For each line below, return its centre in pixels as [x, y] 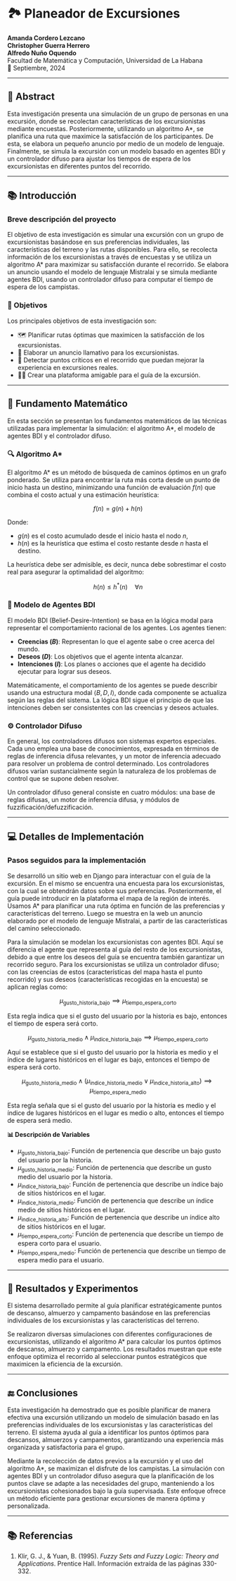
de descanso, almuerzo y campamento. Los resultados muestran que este [115, 1349]
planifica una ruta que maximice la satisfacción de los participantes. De [111, 136]
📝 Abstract [31, 97]
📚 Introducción [42, 196]
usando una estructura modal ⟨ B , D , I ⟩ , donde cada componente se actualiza [117, 692]
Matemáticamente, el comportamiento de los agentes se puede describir [112, 685]
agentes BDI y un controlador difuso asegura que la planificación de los [111, 1476]
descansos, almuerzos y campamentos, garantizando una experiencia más [116, 1440]
